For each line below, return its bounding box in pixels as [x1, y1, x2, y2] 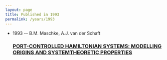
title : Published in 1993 [5, 12, 59, 17]
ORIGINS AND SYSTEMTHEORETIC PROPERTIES [12, 49, 132, 56]
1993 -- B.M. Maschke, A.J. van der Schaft [12, 30, 101, 36]
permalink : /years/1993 [5, 16, 55, 21]
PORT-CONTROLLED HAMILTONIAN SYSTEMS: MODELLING [12, 43, 162, 50]
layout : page [5, 7, 33, 12]
